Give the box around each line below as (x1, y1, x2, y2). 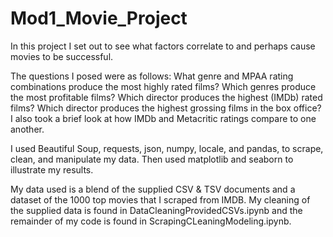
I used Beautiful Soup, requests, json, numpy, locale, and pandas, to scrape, (10, 142, 324, 154)
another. (10, 123, 45, 135)
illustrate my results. (10, 163, 94, 176)
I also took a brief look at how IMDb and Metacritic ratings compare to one (10, 112, 317, 124)
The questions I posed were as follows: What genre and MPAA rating (10, 70, 294, 82)
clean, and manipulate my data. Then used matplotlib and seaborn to (10, 153, 294, 165)
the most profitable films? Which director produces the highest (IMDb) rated (10, 91, 323, 103)
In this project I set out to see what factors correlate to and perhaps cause (10, 40, 316, 52)
